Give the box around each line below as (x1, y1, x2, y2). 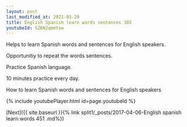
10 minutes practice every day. (6, 75, 80, 82)
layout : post (6, 8, 38, 15)
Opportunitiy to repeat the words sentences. (6, 52, 113, 59)
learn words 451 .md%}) (6, 115, 64, 122)
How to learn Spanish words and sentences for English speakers (6, 86, 162, 94)
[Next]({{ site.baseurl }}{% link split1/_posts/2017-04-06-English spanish (6, 109, 182, 116)
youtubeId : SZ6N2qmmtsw (6, 25, 64, 31)
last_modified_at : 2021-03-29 (6, 14, 80, 20)
